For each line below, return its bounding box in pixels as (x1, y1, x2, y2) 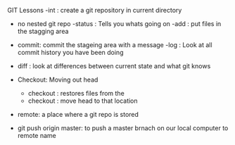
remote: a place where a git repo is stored (17, 111, 139, 118)
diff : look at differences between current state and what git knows (17, 62, 211, 70)
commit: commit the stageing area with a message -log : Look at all (17, 41, 212, 49)
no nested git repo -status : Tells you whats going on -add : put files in (17, 20, 222, 27)
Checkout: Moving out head (17, 75, 99, 84)
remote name (17, 132, 56, 139)
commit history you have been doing (17, 49, 124, 56)
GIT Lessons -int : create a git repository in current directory (7, 6, 182, 14)
